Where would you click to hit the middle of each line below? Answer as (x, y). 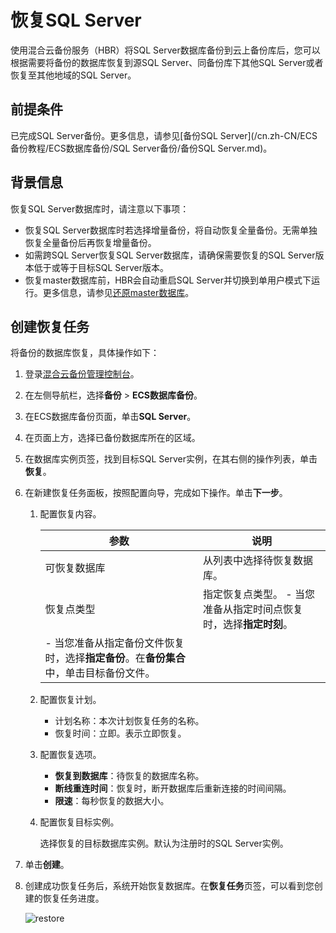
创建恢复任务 (50, 326)
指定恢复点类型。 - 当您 (258, 594)
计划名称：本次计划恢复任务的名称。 (129, 721)
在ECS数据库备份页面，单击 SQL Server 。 (110, 417)
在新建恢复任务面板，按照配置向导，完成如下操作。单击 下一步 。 (156, 493)
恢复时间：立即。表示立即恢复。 (120, 733)
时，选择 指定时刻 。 (247, 624)
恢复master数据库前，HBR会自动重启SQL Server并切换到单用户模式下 (168, 280)
